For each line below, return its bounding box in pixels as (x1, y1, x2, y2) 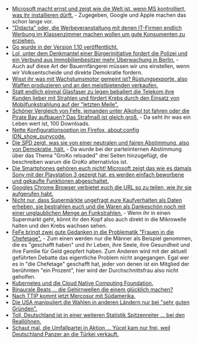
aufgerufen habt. (11, 190, 54, 197)
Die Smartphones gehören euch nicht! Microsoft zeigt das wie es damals (11, 165, 192, 172)
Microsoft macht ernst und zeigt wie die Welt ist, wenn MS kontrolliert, (11, 5, 186, 12)
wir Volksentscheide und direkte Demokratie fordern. (11, 69, 143, 76)
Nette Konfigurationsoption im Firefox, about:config (11, 126, 139, 133)
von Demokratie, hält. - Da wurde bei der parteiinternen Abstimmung (11, 145, 182, 153)
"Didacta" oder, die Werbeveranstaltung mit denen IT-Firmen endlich (11, 24, 182, 31)
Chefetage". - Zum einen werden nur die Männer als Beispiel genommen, (11, 235, 193, 242)
